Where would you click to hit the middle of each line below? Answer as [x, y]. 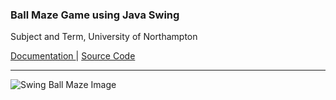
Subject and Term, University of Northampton [104, 37]
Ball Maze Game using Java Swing [95, 15]
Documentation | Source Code [73, 56]
